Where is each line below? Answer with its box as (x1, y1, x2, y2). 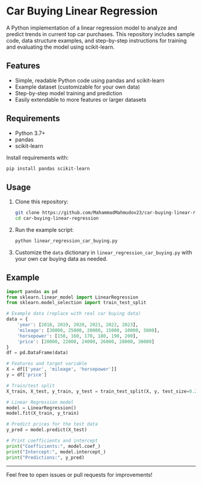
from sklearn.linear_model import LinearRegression (6, 294, 138, 300)
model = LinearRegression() (6, 405, 77, 411)
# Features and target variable (6, 361, 87, 367)
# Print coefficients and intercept (6, 438, 98, 444)
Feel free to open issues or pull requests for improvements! (6, 471, 153, 478)
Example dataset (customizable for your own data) (14, 83, 140, 90)
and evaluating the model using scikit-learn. (6, 43, 115, 51)
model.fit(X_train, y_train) (6, 411, 79, 417)
